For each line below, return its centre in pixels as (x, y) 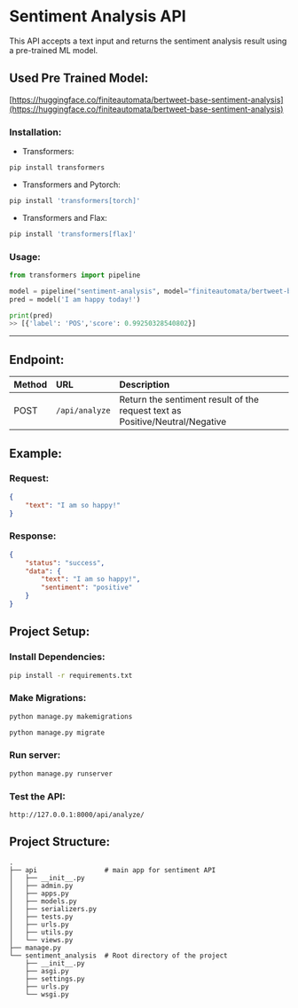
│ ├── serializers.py (53, 909)
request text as (150, 411)
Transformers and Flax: (65, 217)
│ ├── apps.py (39, 894)
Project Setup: (50, 632)
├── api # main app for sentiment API (113, 870)
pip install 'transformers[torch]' (75, 201)
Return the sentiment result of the (189, 399)
